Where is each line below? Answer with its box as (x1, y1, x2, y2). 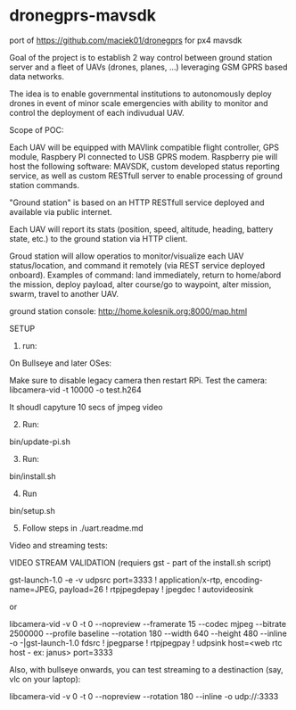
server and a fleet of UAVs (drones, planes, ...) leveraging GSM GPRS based (9, 62, 288, 72)
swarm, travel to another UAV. (9, 288, 119, 299)
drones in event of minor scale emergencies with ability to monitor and (9, 97, 268, 108)
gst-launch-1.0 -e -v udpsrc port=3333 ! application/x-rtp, (9, 574, 223, 585)
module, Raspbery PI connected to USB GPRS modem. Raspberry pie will (9, 151, 278, 161)
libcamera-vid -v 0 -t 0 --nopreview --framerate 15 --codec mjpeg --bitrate (9, 618, 287, 629)
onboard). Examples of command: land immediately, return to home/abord (9, 269, 282, 280)
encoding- (224, 574, 263, 585)
